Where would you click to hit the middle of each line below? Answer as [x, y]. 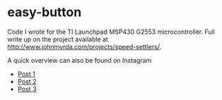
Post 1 [26, 74]
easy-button [45, 12]
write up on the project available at [58, 39]
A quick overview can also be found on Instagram [80, 60]
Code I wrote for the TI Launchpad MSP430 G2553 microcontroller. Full [111, 32]
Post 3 [27, 89]
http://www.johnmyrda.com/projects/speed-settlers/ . [84, 46]
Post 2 [27, 81]
